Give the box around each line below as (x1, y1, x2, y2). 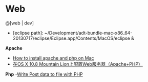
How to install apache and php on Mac (12, 54, 94, 61)
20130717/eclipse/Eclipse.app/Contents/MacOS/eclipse (12, 35, 131, 41)
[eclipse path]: (12, 30, 44, 36)
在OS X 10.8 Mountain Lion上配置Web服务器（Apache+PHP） (12, 61, 143, 67)
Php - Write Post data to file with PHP (5, 71, 83, 77)
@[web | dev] (5, 20, 34, 26)
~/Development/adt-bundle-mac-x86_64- (44, 30, 133, 36)
